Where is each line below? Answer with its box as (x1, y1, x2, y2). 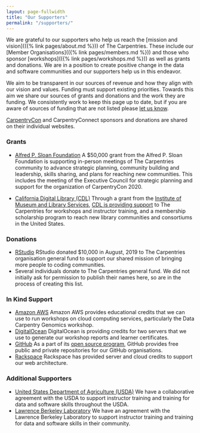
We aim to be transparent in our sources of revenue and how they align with (6, 79, 193, 87)
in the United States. (14, 220, 66, 227)
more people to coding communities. (14, 261, 106, 268)
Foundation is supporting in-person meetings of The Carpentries (14, 158, 174, 165)
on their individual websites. (6, 123, 75, 130)
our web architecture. (14, 360, 68, 367)
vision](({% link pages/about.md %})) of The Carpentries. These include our (6, 42, 194, 50)
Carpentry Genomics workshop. (14, 321, 94, 328)
